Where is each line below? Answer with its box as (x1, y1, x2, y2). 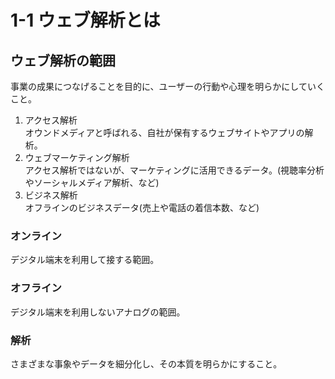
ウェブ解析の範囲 (10, 52, 116, 69)
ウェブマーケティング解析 (24, 152, 130, 163)
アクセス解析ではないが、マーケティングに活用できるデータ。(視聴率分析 (24, 164, 325, 176)
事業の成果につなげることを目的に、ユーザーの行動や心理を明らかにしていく (10, 81, 325, 92)
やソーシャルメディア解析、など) (24, 177, 160, 188)
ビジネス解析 (24, 189, 78, 201)
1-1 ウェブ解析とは (10, 9, 161, 32)
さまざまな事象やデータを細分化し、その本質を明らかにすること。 (10, 357, 283, 370)
